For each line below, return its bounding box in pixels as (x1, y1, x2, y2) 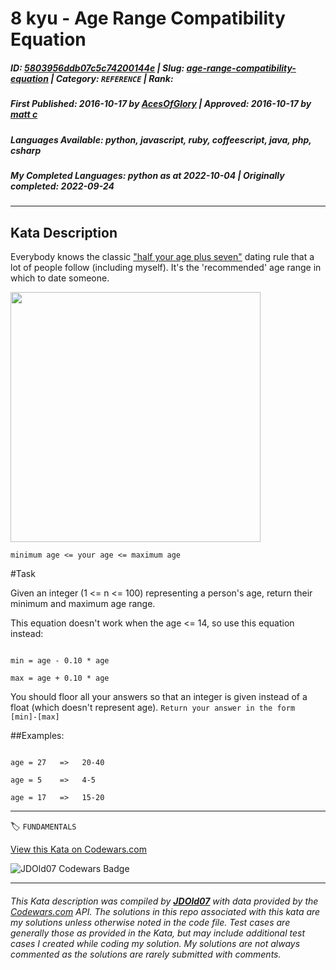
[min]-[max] (10, 712, 60, 722)
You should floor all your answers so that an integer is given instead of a (10, 691, 308, 703)
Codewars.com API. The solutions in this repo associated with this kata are (10, 905, 321, 917)
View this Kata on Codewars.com (10, 843, 148, 856)
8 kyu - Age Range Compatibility (10, 7, 286, 30)
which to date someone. (10, 272, 110, 284)
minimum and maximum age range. (10, 598, 156, 610)
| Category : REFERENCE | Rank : (50, 72, 174, 84)
